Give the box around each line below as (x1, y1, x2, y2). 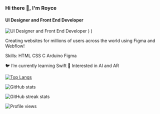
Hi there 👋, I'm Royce (5, 4, 57, 11)
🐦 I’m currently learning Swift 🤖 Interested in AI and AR (5, 62, 119, 69)
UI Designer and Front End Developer (5, 17, 83, 23)
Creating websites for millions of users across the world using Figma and (5, 37, 155, 44)
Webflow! (5, 43, 25, 49)
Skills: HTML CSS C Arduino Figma (5, 52, 77, 59)
